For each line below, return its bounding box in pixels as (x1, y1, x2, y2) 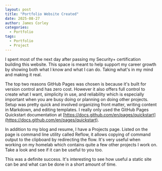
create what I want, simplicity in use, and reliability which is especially (5, 91, 144, 97)
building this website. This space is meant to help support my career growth (5, 61, 157, 67)
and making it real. (5, 71, 42, 77)
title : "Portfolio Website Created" (5, 12, 79, 16)
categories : (5, 25, 29, 30)
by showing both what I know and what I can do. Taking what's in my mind (5, 66, 153, 72)
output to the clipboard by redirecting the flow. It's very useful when (5, 136, 141, 142)
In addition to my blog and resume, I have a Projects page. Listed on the (5, 126, 148, 132)
